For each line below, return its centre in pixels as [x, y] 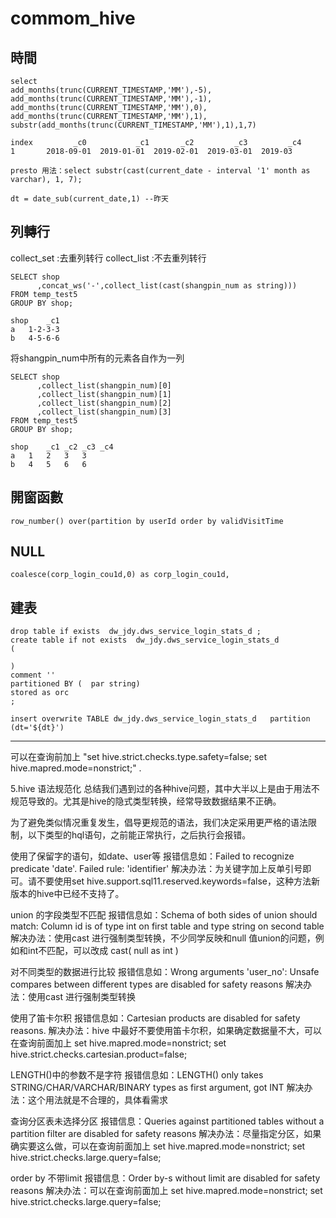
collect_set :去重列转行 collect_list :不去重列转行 [108, 258]
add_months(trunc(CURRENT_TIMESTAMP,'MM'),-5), [111, 90]
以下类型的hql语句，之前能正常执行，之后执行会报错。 [139, 835]
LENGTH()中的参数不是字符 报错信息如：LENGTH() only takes [137, 1075]
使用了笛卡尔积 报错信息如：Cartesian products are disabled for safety [155, 1018]
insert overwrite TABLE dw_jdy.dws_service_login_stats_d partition [160, 719]
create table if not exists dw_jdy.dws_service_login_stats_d [145, 640]
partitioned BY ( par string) [75, 684]
